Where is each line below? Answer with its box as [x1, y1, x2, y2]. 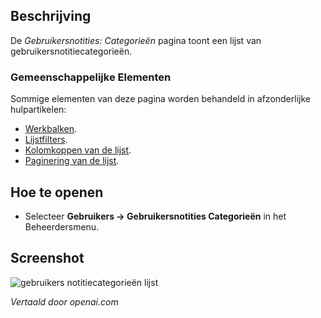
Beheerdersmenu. [24, 220, 100, 233]
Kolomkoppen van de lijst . [24, 144, 132, 156]
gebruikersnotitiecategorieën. [10, 45, 133, 57]
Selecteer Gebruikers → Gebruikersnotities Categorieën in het [24, 210, 287, 222]
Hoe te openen [10, 184, 104, 201]
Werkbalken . [24, 123, 78, 135]
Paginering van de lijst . [24, 155, 120, 167]
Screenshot [10, 250, 85, 267]
